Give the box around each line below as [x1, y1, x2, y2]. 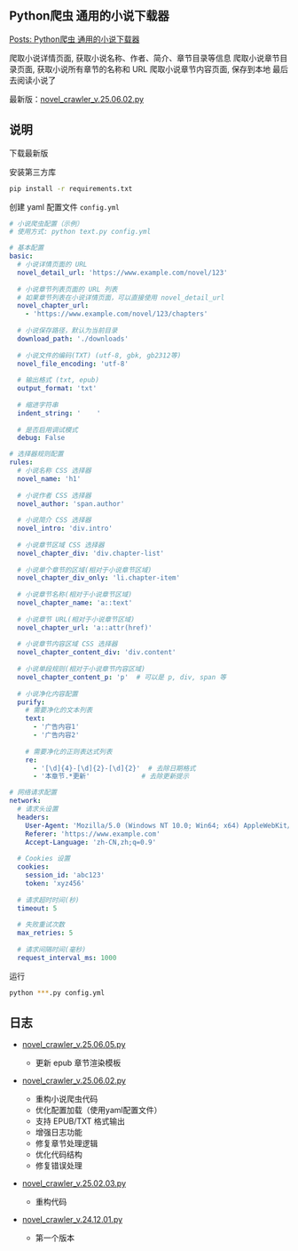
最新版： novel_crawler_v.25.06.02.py [9, 93, 145, 104]
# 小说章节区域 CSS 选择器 [17, 541, 105, 549]
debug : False [17, 434, 66, 443]
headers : [17, 813, 50, 822]
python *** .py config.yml [9, 988, 105, 998]
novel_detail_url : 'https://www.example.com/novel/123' [17, 268, 228, 277]
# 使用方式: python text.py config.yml [9, 228, 152, 237]
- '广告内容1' [32, 723, 80, 732]
